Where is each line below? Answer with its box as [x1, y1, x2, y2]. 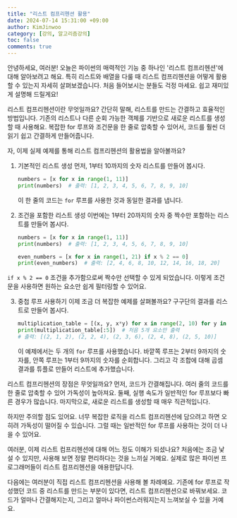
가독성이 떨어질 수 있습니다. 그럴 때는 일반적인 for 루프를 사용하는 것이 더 [20, 421, 220, 430]
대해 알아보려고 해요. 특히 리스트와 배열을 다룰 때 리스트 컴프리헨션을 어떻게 [7, 72, 214, 81]
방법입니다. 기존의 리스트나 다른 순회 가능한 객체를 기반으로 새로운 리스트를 [7, 114, 213, 122]
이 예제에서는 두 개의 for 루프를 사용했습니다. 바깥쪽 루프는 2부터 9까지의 [17, 347, 219, 355]
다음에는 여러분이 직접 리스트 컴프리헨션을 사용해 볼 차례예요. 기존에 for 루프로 [7, 478, 222, 486]
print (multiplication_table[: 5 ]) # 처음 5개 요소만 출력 [17, 326, 180, 334]
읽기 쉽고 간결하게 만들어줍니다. [7, 131, 95, 140]
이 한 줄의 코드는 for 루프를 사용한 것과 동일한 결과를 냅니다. [17, 196, 183, 204]
